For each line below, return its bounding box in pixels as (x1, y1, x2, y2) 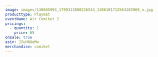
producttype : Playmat (5, 12, 50, 17)
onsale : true (5, 35, 32, 40)
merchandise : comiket (5, 44, 50, 49)
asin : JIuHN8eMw (5, 40, 39, 45)
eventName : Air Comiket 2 (5, 16, 59, 21)
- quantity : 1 (9, 26, 39, 31)
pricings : (5, 21, 26, 26)
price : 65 (14, 30, 35, 35)
